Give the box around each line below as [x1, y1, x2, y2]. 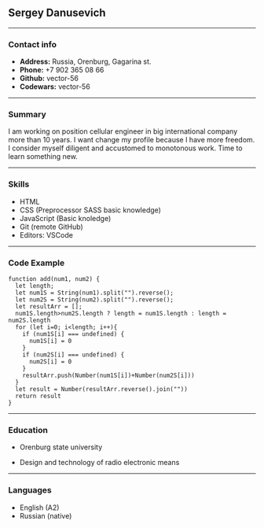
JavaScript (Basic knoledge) [19, 213, 112, 223]
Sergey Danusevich [8, 6, 106, 20]
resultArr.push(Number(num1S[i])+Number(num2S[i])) [22, 371, 195, 379]
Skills [8, 179, 30, 190]
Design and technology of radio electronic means [19, 458, 180, 467]
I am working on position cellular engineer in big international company [8, 127, 238, 136]
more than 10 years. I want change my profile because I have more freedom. [8, 135, 255, 145]
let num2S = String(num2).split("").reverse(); [15, 296, 174, 304]
